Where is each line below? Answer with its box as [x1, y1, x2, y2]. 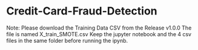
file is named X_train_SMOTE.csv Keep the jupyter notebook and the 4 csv [6, 30, 192, 37]
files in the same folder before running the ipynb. [6, 37, 128, 44]
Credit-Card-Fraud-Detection [6, 4, 157, 18]
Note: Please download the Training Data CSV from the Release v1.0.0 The [6, 24, 192, 31]
